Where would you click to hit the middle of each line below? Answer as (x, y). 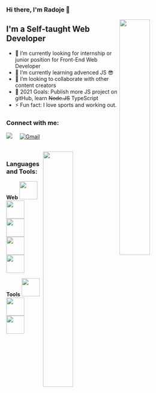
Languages (23, 164)
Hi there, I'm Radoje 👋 (38, 10)
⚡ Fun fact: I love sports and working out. (66, 104)
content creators (35, 85)
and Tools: (22, 171)
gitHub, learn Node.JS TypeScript (57, 98)
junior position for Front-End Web (56, 59)
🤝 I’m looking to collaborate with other (62, 78)
